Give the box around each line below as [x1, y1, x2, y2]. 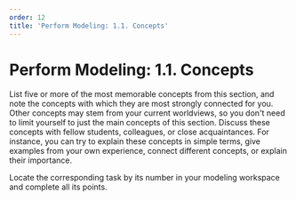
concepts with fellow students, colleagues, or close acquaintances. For [9, 126, 269, 138]
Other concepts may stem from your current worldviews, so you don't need [9, 108, 286, 118]
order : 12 [9, 12, 46, 22]
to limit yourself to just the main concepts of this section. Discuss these [9, 117, 271, 128]
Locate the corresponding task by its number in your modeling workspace [9, 173, 280, 183]
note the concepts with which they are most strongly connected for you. [9, 99, 274, 109]
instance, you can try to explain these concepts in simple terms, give [9, 136, 260, 147]
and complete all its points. [9, 181, 108, 192]
